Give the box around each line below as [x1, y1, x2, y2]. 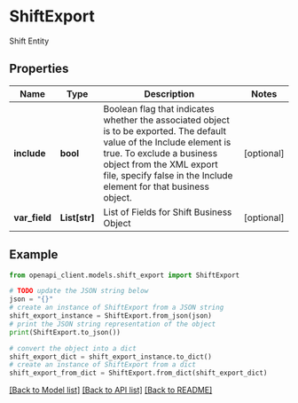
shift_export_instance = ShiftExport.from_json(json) [9, 312, 213, 320]
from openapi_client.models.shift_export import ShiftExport [9, 271, 240, 280]
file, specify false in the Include [103, 169, 233, 181]
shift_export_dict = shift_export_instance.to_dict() [9, 352, 213, 361]
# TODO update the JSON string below [9, 287, 149, 296]
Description [144, 87, 195, 99]
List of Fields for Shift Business [103, 206, 232, 218]
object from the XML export [103, 158, 219, 170]
